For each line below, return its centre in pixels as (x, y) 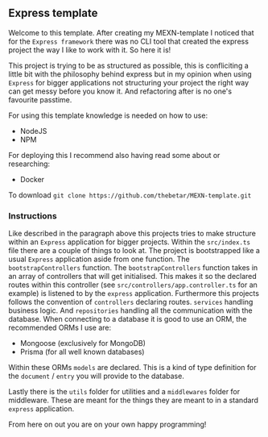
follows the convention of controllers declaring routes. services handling (131, 302)
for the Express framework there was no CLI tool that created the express (129, 41)
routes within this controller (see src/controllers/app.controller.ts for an (133, 285)
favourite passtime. (40, 99)
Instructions (33, 215)
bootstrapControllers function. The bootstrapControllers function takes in (133, 268)
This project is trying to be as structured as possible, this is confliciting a (129, 65)
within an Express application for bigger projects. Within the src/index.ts (130, 242)
